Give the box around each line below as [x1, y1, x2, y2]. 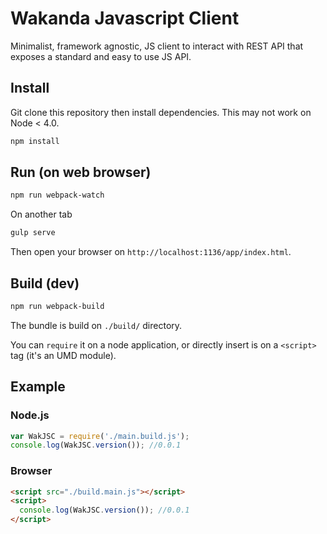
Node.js [10, 408, 50, 422]
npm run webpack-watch [10, 190, 105, 201]
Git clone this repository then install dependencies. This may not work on [10, 106, 312, 118]
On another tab [10, 208, 73, 221]
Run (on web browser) [10, 164, 152, 181]
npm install [10, 136, 60, 146]
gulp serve [10, 228, 56, 238]
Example [10, 378, 66, 396]
